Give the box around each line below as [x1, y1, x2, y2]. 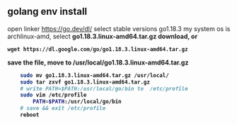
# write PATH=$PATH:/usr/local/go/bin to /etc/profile [20, 85, 189, 92]
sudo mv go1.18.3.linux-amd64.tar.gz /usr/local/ [20, 72, 170, 79]
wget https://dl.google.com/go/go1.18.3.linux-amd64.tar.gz [7, 45, 189, 52]
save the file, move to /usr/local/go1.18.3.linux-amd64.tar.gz [7, 58, 189, 67]
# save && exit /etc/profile [20, 105, 106, 112]
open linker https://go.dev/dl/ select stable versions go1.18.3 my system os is [7, 24, 231, 33]
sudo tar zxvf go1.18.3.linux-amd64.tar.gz [20, 78, 151, 86]
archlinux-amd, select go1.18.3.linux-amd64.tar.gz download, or [7, 32, 198, 40]
